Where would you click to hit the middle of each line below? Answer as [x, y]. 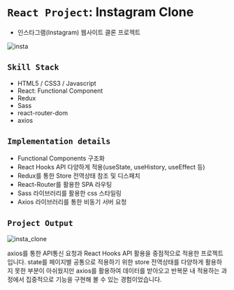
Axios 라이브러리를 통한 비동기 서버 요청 [72, 201]
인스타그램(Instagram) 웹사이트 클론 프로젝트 [79, 32]
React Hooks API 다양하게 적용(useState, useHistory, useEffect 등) [111, 167]
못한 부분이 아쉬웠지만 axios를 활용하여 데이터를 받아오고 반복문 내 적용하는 [117, 271]
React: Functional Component [60, 91]
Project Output [40, 223]
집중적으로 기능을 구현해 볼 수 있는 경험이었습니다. [94, 280]
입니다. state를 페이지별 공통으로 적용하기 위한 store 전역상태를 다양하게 [105, 262]
